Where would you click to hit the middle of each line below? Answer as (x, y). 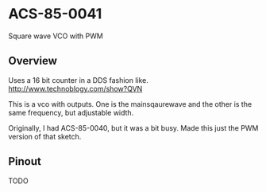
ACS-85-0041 (55, 14)
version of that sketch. (45, 136)
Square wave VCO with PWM (56, 36)
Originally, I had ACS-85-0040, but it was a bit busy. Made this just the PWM (133, 127)
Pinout (25, 161)
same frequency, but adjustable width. (71, 112)
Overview (33, 61)
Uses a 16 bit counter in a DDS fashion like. (79, 80)
